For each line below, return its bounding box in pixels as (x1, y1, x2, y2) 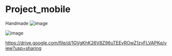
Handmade (5, 20, 29, 26)
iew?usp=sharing (5, 45, 42, 51)
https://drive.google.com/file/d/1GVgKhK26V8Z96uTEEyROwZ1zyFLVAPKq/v (5, 39, 167, 46)
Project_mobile (5, 4, 71, 15)
